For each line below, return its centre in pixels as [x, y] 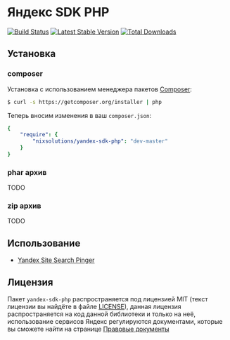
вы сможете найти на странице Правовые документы [89, 329]
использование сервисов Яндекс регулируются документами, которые [115, 322]
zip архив [24, 206]
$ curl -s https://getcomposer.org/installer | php [84, 102]
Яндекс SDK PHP [58, 12]
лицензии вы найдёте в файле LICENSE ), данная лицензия [94, 307]
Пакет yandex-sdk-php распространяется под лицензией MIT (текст [108, 299]
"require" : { [39, 135]
